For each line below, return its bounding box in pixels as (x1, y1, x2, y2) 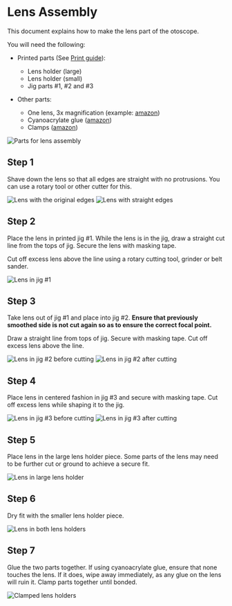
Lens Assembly (7, 4, 98, 20)
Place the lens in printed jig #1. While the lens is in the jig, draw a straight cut (7, 234, 225, 242)
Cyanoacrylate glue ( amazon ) (27, 115, 113, 124)
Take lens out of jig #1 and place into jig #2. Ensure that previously (7, 313, 198, 322)
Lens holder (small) (27, 74, 83, 83)
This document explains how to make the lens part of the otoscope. (7, 27, 199, 35)
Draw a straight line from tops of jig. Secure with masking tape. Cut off (7, 334, 208, 342)
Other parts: (17, 95, 52, 104)
